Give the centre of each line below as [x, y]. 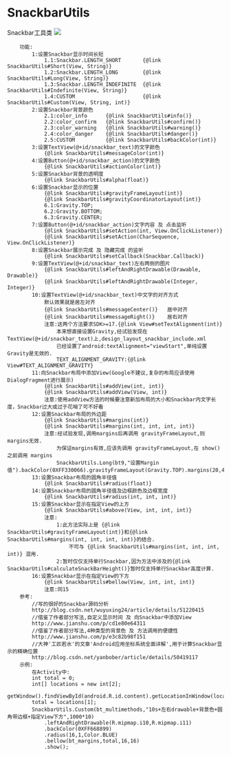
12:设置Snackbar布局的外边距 [69, 414]
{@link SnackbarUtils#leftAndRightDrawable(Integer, [121, 281]
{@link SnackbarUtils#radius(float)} [98, 484]
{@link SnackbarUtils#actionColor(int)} [102, 167]
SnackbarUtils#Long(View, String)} [58, 78]
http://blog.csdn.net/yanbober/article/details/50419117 [115, 657]
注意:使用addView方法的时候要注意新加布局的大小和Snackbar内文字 [127, 400]
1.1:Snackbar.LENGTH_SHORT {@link [102, 60]
